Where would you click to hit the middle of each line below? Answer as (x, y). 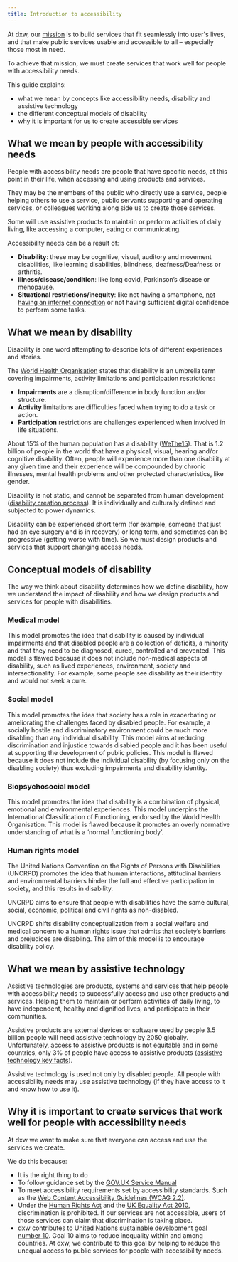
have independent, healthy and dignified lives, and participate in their (109, 1009)
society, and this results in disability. (60, 889)
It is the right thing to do (53, 1174)
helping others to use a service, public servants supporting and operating (115, 201)
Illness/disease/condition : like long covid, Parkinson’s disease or (114, 280)
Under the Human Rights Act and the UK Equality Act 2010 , (104, 1205)
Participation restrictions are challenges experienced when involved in (121, 422)
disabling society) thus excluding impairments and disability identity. (107, 768)
